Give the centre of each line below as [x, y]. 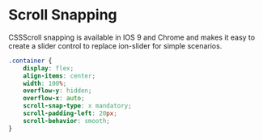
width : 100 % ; [45, 83]
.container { [30, 61]
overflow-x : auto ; [54, 99]
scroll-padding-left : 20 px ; [70, 114]
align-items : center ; [59, 76]
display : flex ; [49, 68]
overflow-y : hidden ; [57, 91]
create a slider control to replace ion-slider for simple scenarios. [115, 45]
